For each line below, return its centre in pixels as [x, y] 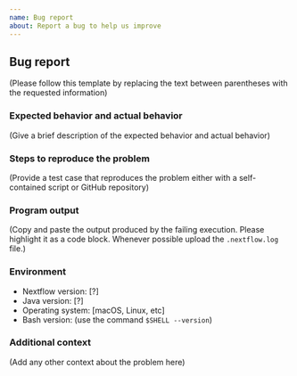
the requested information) [58, 93]
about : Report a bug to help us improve [86, 26]
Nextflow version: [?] [61, 291]
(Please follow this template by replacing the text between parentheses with [148, 83]
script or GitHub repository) [99, 187]
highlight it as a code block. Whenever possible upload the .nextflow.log [144, 239]
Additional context [50, 342]
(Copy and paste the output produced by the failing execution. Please [137, 230]
